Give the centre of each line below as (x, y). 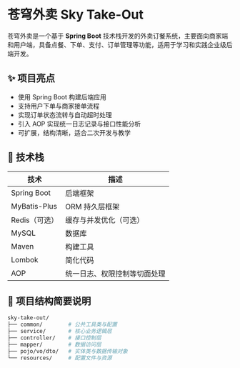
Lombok (25, 259)
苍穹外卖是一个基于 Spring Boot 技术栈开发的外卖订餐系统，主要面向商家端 (118, 36)
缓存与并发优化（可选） (105, 220)
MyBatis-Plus (34, 206)
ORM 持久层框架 (92, 207)
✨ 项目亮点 (31, 78)
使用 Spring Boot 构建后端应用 (62, 96)
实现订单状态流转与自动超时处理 (65, 114)
